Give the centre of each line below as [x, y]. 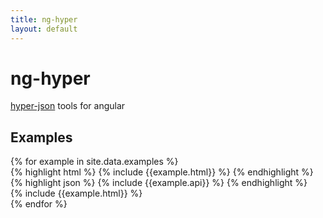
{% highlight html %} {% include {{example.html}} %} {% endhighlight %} [162, 172]
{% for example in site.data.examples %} [94, 162]
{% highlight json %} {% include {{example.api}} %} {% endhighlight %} [159, 183]
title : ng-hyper [44, 19]
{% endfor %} [39, 204]
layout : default [44, 29]
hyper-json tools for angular [68, 106]
